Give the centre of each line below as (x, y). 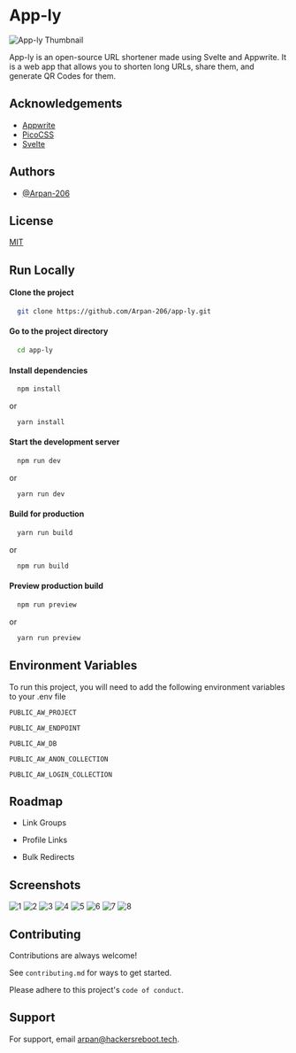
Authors (32, 172)
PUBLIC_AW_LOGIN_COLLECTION (61, 774)
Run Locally (42, 270)
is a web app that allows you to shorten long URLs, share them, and (132, 66)
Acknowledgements (66, 104)
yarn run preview (49, 638)
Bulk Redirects (48, 857)
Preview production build (57, 586)
